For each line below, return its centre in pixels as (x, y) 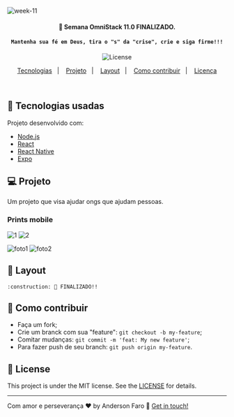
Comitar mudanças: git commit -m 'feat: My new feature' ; (103, 339)
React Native (36, 151)
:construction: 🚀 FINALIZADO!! (53, 286)
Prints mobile (30, 220)
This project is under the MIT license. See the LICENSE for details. (102, 386)
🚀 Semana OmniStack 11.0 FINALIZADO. (117, 27)
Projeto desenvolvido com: (46, 123)
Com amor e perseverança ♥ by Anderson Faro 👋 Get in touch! (98, 406)
